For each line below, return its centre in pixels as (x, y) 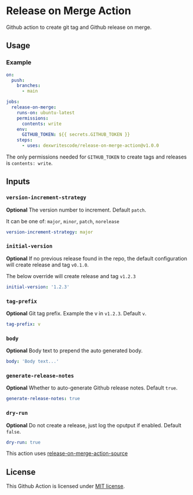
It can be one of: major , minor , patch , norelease (63, 221)
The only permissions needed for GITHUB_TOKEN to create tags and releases (96, 157)
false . (14, 431)
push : (18, 80)
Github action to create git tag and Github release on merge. (79, 27)
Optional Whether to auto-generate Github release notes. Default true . (92, 388)
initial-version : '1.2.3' (38, 287)
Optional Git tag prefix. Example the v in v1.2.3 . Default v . (76, 313)
